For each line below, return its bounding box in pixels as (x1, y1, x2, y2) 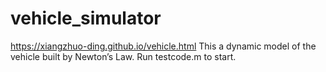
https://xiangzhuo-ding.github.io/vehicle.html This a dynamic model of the (10, 40, 317, 52)
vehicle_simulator (10, 7, 162, 30)
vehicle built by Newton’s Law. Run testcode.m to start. (10, 50, 237, 62)
